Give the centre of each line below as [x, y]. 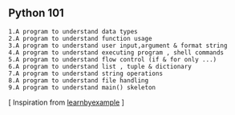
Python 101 [36, 13]
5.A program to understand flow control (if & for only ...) [113, 59]
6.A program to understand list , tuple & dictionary [100, 66]
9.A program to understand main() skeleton [82, 87]
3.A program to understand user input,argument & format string [118, 46]
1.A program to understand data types [73, 31]
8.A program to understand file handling [79, 80]
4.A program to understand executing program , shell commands [116, 52]
